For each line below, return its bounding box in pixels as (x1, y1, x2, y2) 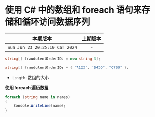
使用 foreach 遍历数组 (5, 84, 49, 90)
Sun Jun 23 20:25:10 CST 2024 (7, 44, 77, 50)
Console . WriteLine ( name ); (14, 103, 66, 108)
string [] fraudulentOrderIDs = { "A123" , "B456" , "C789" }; (5, 65, 129, 70)
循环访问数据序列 (22, 17, 91, 28)
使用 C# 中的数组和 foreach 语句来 (5, 4, 142, 16)
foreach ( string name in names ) (5, 94, 70, 100)
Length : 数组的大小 (12, 74, 49, 80)
